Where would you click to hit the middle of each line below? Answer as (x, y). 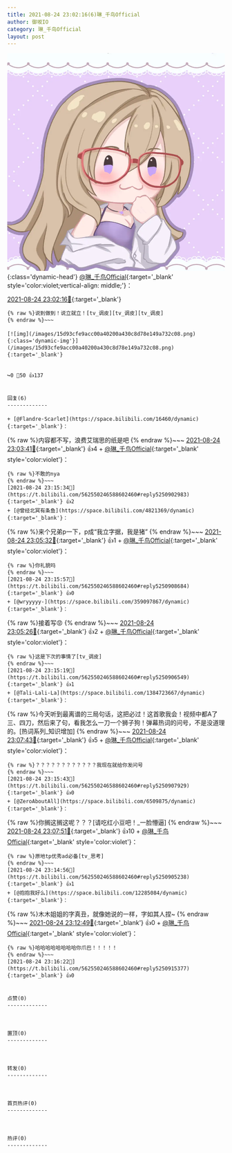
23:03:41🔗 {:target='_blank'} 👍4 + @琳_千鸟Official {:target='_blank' (103, 449)
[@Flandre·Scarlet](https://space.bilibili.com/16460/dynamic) (106, 419)
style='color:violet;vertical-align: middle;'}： (70, 285)
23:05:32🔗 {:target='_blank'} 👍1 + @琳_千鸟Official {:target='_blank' (122, 541)
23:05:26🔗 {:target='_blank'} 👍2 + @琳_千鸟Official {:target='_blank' (104, 632)
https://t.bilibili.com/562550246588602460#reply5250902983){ (98, 495)
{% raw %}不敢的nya (33, 474)
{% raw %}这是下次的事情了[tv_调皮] (55, 657)
